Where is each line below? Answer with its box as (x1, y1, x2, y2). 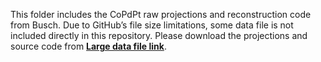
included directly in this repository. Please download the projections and (10, 30, 308, 41)
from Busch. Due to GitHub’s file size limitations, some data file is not (10, 19, 294, 31)
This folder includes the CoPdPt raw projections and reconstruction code (10, 9, 312, 20)
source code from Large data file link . (10, 40, 167, 52)
